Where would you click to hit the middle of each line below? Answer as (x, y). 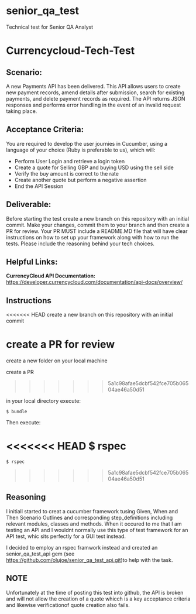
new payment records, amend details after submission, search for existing (95, 92)
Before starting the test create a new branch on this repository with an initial (97, 218)
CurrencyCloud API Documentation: (51, 276)
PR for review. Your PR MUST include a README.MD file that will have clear (97, 231)
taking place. (22, 111)
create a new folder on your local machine (57, 361)
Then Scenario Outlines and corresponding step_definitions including (90, 517)
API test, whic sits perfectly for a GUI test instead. (66, 536)
